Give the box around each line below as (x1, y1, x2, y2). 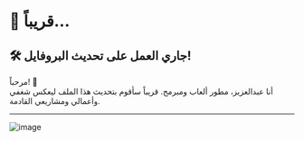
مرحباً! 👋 (9, 77, 38, 87)
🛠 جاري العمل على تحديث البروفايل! (9, 48, 192, 63)
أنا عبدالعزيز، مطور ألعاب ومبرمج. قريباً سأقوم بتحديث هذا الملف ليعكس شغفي (9, 86, 273, 97)
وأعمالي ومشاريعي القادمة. (9, 96, 101, 106)
